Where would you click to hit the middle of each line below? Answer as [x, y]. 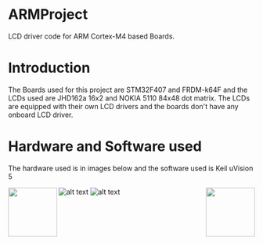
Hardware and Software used [105, 146]
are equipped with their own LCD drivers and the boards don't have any [123, 106]
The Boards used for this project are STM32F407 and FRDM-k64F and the [128, 90]
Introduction [49, 68]
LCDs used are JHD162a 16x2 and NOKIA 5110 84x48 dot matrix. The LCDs [129, 98]
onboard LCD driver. [41, 115]
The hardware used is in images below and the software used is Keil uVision [131, 168]
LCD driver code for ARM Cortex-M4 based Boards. [91, 36]
